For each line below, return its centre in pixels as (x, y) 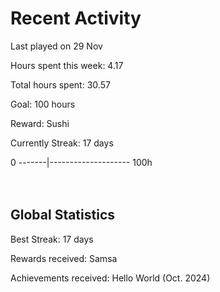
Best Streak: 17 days (52, 239)
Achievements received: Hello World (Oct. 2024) (110, 278)
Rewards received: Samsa (64, 258)
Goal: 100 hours (43, 104)
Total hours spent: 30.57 (60, 84)
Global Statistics (63, 215)
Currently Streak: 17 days (62, 143)
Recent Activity (76, 18)
